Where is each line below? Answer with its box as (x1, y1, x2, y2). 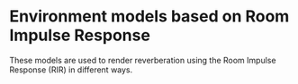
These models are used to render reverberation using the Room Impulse (9, 55, 276, 65)
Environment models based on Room (9, 6, 290, 27)
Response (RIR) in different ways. (9, 64, 133, 75)
